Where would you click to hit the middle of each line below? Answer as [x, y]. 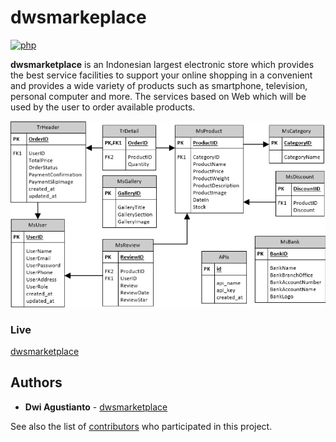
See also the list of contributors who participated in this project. [141, 426]
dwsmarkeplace [78, 17]
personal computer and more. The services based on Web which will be [158, 96]
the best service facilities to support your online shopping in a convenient [161, 75]
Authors [36, 382]
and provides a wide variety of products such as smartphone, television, [159, 85]
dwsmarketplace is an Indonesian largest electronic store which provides [162, 64]
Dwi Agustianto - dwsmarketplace [96, 407]
